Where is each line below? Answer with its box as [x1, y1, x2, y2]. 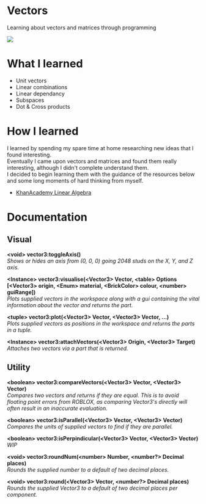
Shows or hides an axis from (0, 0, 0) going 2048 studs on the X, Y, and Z [7, 257, 193, 265]
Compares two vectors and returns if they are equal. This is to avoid [7, 392, 179, 399]
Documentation [7, 210, 88, 224]
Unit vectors [15, 77, 47, 84]
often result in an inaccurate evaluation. [7, 404, 108, 412]
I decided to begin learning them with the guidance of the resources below [7, 170, 195, 178]
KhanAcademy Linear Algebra [15, 189, 92, 196]
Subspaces [15, 96, 45, 104]
